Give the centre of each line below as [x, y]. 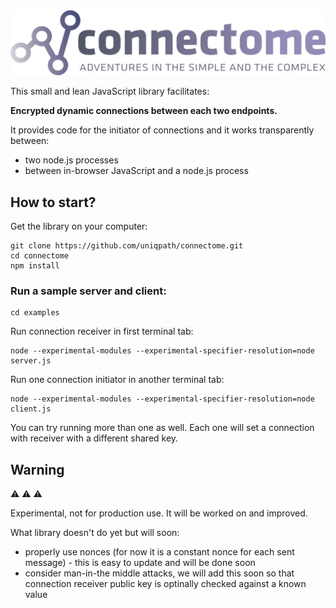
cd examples [35, 313]
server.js [31, 361]
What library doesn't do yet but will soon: [95, 533]
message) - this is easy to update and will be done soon [140, 563]
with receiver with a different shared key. [94, 438]
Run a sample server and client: [88, 291]
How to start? [53, 202]
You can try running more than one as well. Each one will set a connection [162, 428]
